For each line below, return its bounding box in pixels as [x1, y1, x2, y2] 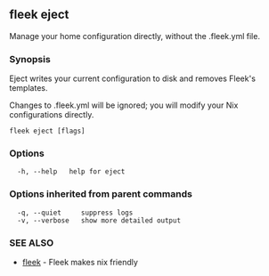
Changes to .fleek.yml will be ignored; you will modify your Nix [9, 100, 239, 110]
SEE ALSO [9, 236, 54, 248]
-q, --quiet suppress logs [17, 208, 134, 217]
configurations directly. [9, 110, 94, 120]
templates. [9, 83, 48, 93]
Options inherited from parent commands [9, 188, 193, 200]
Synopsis [9, 53, 51, 65]
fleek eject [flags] [9, 126, 86, 136]
